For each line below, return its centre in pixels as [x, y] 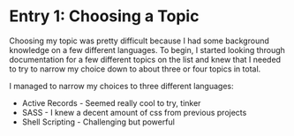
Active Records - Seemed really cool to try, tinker [111, 102]
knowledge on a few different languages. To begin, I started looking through [147, 49]
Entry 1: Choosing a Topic [104, 16]
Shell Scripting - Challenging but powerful [98, 122]
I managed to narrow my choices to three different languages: [121, 86]
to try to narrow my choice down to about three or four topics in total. [135, 69]
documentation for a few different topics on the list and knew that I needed [145, 59]
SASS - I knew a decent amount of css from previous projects [134, 112]
